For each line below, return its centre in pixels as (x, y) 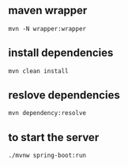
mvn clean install (38, 71)
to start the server (54, 137)
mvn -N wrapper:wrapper (47, 28)
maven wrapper (48, 11)
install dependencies (61, 53)
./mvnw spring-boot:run (47, 156)
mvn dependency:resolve (47, 113)
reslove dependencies (64, 95)
